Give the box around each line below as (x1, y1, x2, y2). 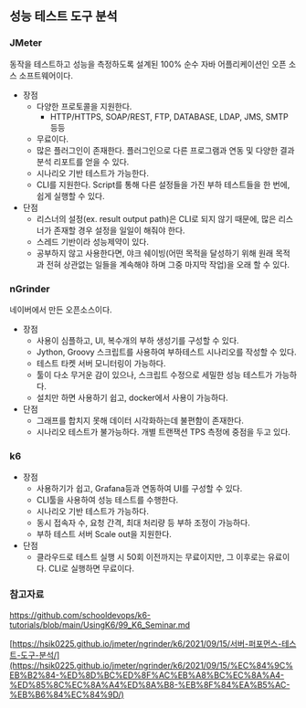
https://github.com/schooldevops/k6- (9, 609, 152, 620)
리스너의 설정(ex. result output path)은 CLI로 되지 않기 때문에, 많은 (36, 213, 277, 224)
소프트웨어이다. (18, 69, 74, 80)
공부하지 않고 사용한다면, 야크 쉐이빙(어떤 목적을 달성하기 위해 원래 (36, 248, 274, 259)
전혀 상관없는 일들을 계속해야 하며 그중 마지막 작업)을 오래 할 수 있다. (46, 259, 290, 269)
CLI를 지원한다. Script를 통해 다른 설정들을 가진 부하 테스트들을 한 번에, (36, 179, 290, 190)
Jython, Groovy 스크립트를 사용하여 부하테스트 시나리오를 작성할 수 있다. (36, 346, 297, 357)
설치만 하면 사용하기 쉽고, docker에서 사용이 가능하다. (36, 392, 228, 403)
